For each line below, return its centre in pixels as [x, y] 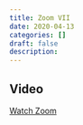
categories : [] [38, 35]
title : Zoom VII [40, 18]
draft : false [34, 43]
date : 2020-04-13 [42, 26]
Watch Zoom [33, 110]
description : [34, 52]
